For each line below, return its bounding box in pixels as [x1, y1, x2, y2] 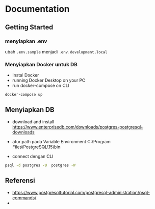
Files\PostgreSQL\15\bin [12, 144, 61, 150]
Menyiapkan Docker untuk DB [5, 61, 77, 68]
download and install [12, 119, 54, 125]
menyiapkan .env [5, 38, 48, 45]
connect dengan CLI [12, 153, 53, 159]
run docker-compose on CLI [12, 82, 70, 89]
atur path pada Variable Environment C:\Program [12, 138, 111, 144]
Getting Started [5, 23, 53, 31]
